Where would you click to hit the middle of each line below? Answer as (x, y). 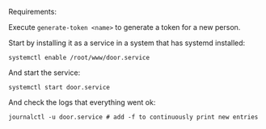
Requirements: (32, 12)
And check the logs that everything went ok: (82, 102)
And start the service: (44, 73)
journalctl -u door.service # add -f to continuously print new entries (133, 117)
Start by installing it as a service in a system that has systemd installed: (127, 43)
